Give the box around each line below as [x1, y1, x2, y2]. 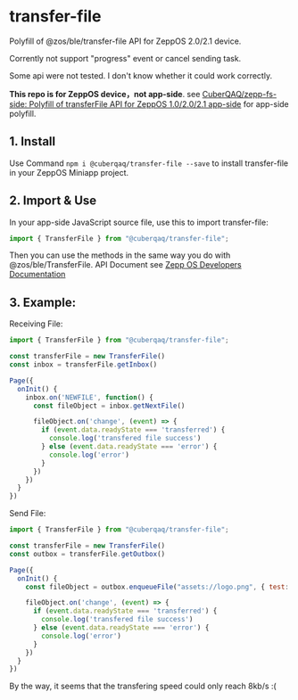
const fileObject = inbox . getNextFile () [32, 401, 186, 410]
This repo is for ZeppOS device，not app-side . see [9, 88, 201, 99]
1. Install [9, 134, 56, 149]
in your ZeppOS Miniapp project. [9, 167, 129, 177]
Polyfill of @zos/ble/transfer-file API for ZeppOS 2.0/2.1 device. [9, 36, 242, 46]
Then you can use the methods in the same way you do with [9, 250, 231, 260]
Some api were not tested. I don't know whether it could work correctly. [9, 70, 273, 81]
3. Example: [9, 294, 77, 309]
